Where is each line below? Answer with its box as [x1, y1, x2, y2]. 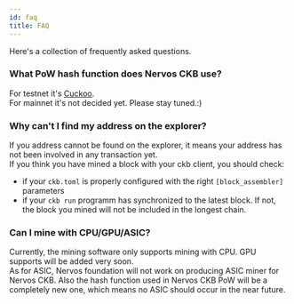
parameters [21, 186, 65, 196]
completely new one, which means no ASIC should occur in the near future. [9, 284, 286, 295]
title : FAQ [9, 21, 50, 30]
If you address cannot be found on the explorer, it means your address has [9, 140, 282, 151]
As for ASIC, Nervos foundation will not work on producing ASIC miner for [9, 266, 280, 276]
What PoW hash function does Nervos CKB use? [9, 68, 222, 80]
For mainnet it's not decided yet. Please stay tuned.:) [9, 97, 203, 108]
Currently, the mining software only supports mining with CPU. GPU [9, 246, 257, 258]
